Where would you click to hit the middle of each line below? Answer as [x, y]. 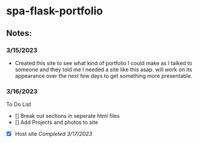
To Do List [19, 104]
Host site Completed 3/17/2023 [53, 134]
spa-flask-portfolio [55, 11]
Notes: [19, 33]
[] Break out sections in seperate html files [67, 116]
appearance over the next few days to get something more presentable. [103, 75]
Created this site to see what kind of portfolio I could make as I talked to [103, 63]
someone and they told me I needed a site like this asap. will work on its [103, 69]
